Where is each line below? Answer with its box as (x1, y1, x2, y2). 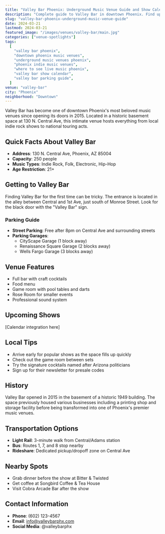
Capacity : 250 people (12, 156, 57, 162)
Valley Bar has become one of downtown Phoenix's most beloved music (5, 108, 151, 114)
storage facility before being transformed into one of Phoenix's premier (5, 405, 149, 411)
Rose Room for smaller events (12, 291, 73, 297)
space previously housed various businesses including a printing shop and (5, 400, 156, 406)
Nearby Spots (5, 462, 48, 471)
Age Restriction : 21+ (12, 166, 55, 172)
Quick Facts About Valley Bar (5, 137, 96, 146)
